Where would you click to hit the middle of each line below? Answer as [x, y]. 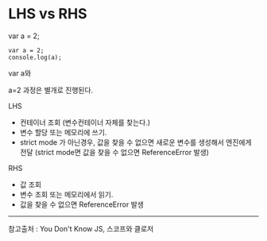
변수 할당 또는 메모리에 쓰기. [63, 132]
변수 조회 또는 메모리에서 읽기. [66, 194]
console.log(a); [35, 57]
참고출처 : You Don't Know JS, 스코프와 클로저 [81, 228]
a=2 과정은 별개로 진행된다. [51, 90]
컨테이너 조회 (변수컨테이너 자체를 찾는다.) [85, 122]
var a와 [20, 73]
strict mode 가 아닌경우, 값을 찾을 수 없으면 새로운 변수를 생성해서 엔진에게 [135, 142]
